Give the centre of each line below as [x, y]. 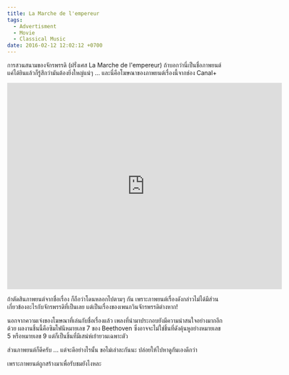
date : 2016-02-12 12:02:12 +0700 [55, 45]
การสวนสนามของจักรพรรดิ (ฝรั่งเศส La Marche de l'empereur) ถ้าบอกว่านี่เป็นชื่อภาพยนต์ [114, 65]
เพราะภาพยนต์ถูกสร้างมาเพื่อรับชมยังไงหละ [54, 363]
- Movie [24, 33]
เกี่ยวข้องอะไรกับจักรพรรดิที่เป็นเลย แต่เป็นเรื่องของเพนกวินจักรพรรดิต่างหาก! [93, 307]
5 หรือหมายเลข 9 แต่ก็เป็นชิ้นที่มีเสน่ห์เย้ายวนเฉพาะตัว [68, 336]
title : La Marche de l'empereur [53, 13]
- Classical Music [40, 39]
